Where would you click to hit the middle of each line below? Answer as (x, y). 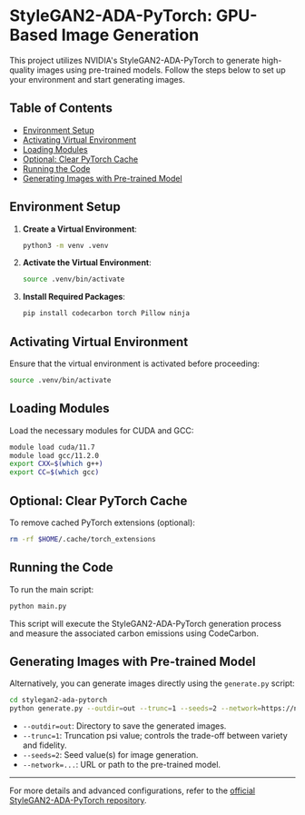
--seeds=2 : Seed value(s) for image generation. (110, 755)
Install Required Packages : (74, 297)
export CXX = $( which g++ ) (56, 464)
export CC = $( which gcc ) (54, 472)
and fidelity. (44, 745)
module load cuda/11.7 (52, 447)
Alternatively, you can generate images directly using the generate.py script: (152, 683)
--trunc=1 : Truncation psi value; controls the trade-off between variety (155, 736)
